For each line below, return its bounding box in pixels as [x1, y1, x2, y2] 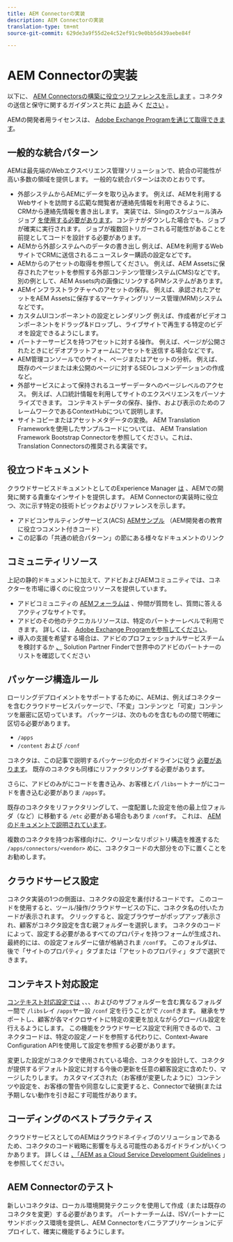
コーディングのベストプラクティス [7, 1113, 153, 1125]
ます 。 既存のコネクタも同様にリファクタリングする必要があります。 [13, 765, 209, 773]
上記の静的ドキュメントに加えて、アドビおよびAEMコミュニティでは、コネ [7, 575, 221, 584]
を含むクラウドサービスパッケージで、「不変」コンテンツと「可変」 [7, 702, 200, 710]
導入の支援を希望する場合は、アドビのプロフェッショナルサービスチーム [17, 634, 225, 642]
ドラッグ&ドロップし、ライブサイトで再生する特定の [60, 321, 211, 328]
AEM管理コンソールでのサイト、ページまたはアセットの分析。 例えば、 [17, 355, 221, 363]
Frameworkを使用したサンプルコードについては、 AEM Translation [17, 425, 207, 433]
